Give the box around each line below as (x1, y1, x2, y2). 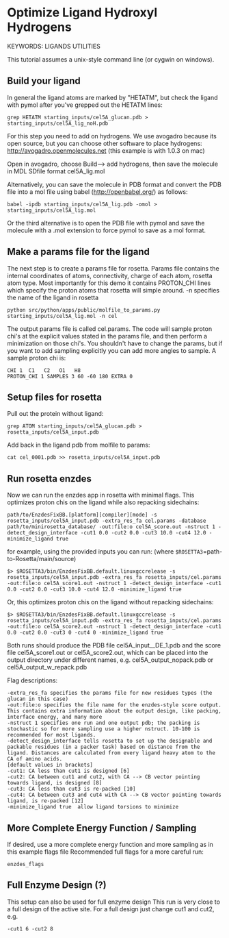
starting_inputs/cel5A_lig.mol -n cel (7, 312, 118, 319)
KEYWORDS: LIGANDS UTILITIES (7, 42, 101, 50)
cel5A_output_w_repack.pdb (7, 663, 87, 671)
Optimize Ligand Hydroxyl (7, 5, 158, 21)
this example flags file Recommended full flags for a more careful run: (7, 848, 204, 856)
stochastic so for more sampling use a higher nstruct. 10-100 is (7, 726, 200, 732)
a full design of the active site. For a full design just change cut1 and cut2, (7, 904, 215, 913)
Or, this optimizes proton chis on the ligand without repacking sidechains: (7, 598, 214, 606)
